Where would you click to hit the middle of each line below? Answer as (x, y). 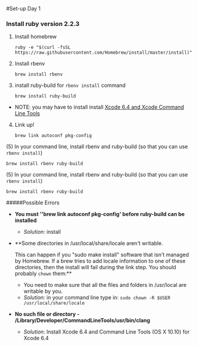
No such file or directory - (47, 314)
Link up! (24, 125)
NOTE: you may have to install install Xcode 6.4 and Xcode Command (99, 107)
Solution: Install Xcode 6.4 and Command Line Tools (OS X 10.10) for (107, 332)
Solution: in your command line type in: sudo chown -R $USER (97, 298)
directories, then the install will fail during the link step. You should (95, 267)
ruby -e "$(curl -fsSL (43, 48)
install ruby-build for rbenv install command (70, 86)
